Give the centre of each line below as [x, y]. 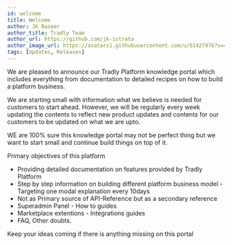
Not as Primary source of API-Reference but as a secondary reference [117, 198]
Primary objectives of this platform [56, 155]
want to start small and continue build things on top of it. [87, 142]
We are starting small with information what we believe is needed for [105, 99]
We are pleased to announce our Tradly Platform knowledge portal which [111, 71]
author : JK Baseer [33, 26]
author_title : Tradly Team [46, 33]
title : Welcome [29, 20]
